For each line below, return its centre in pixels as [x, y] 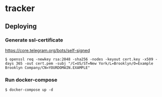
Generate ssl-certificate [34, 40]
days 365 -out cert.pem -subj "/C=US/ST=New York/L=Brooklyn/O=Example [79, 63]
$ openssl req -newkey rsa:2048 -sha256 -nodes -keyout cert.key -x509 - [81, 59]
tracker [20, 8]
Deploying [21, 26]
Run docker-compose [31, 80]
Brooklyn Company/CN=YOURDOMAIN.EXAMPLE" [48, 68]
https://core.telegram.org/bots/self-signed [47, 50]
